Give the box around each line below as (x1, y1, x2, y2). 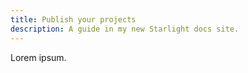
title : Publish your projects (10, 14, 137, 25)
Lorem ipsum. (10, 51, 67, 63)
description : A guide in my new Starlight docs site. (10, 24, 240, 34)
